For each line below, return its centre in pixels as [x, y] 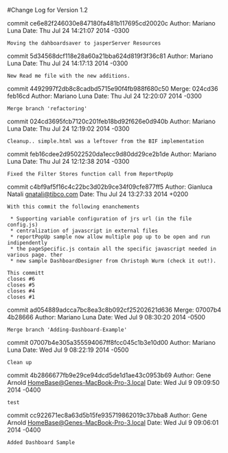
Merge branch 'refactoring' [47, 109]
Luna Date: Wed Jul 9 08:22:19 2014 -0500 [68, 350]
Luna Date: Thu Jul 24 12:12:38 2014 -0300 [68, 161]
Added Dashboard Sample [41, 443]
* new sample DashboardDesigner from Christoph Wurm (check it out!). [113, 261]
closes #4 [21, 291]
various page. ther [35, 255]
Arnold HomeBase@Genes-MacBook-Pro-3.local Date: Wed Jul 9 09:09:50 [113, 382]
